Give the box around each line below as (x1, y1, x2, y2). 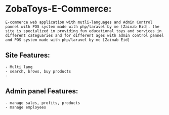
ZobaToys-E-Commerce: (5, 3, 112, 15)
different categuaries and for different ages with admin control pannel (5, 33, 164, 38)
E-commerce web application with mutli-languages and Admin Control (5, 20, 153, 25)
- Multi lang (5, 64, 33, 70)
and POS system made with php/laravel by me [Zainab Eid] (5, 37, 130, 42)
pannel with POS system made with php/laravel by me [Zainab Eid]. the (5, 24, 159, 29)
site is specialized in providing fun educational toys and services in (5, 28, 162, 33)
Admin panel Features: (5, 87, 78, 96)
